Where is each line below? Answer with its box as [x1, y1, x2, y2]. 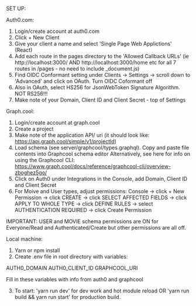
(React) [14, 46, 33, 53]
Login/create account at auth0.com [14, 28, 100, 35]
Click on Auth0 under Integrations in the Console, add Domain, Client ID [14, 176, 188, 182]
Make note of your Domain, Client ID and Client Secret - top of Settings [14, 96, 186, 103]
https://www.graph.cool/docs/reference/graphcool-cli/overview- [14, 163, 171, 170]
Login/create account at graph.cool [14, 119, 100, 126]
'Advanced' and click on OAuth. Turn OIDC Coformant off [14, 78, 153, 85]
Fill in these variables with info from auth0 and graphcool [6, 276, 143, 283]
